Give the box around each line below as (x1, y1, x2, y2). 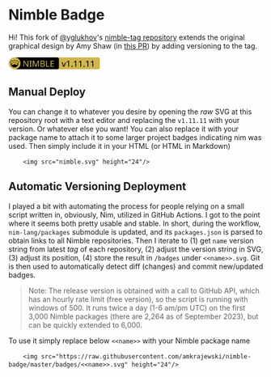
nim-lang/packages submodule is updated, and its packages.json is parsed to (8, 227, 263, 236)
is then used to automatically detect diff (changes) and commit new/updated (8, 261, 264, 271)
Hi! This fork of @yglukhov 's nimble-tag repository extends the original (8, 32, 245, 42)
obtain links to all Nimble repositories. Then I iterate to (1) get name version (8, 235, 254, 245)
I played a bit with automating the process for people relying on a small (8, 201, 245, 211)
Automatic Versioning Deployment (8, 180, 187, 193)
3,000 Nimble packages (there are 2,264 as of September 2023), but (28, 311, 259, 321)
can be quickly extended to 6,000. (28, 320, 143, 329)
